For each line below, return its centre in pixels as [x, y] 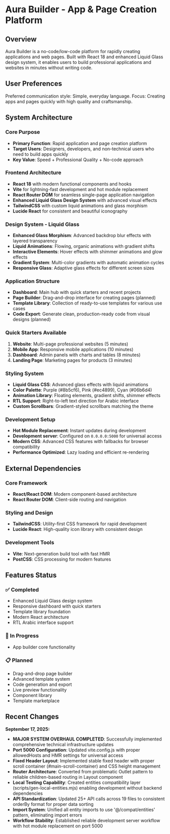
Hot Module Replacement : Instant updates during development [79, 431]
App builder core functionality [44, 647]
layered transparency [35, 241]
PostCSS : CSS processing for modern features [62, 559]
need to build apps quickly [40, 154]
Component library [32, 695]
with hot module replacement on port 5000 [58, 826]
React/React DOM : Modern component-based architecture [75, 494]
